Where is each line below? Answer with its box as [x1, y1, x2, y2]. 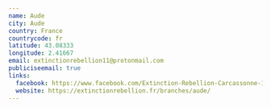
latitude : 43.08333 [8, 42, 74, 50]
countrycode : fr [8, 34, 63, 43]
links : [8, 72, 31, 80]
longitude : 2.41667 [8, 49, 74, 57]
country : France [8, 27, 63, 35]
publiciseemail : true [8, 64, 81, 72]
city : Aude [8, 19, 45, 27]
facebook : [15, 79, 48, 87]
